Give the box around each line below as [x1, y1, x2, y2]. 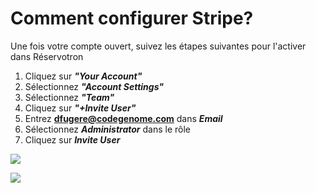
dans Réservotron [10, 50, 84, 62]
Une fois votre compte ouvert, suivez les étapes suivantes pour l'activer [10, 40, 307, 52]
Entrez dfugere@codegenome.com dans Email [24, 112, 223, 124]
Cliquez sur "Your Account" [24, 70, 143, 82]
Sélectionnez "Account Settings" [24, 80, 165, 92]
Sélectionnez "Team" [24, 91, 115, 103]
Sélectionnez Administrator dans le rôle [24, 123, 192, 135]
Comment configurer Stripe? [10, 7, 254, 30]
